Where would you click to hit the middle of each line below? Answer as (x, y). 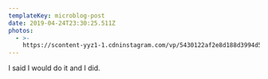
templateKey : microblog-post (57, 16)
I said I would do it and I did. (55, 68)
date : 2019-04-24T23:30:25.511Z (62, 23)
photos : (21, 30)
